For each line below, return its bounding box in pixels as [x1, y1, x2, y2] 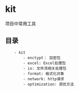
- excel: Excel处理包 [23, 61, 66, 66]
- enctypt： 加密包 [23, 55, 61, 60]
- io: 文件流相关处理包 [23, 66, 66, 71]
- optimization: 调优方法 [23, 82, 74, 87]
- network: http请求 [23, 76, 64, 82]
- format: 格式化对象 [23, 71, 64, 76]
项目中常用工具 [5, 20, 36, 26]
